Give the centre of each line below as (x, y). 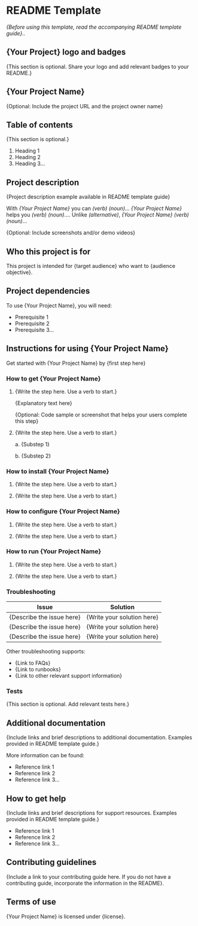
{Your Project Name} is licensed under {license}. (66, 916)
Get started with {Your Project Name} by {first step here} (76, 363)
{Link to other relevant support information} (68, 676)
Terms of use (31, 902)
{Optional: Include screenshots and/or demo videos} (71, 233)
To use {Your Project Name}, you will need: (59, 305)
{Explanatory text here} (44, 403)
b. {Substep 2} (33, 456)
